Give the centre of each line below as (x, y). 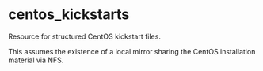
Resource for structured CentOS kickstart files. (84, 36)
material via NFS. (36, 60)
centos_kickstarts (69, 15)
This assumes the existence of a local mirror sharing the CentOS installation (132, 51)
